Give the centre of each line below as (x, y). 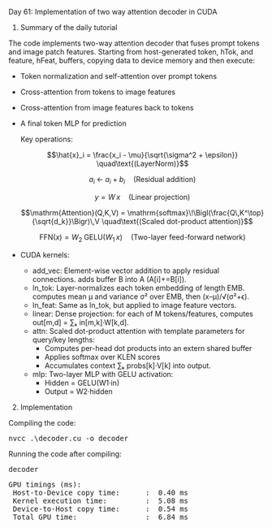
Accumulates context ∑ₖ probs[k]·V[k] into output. (127, 366)
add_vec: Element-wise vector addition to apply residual (126, 270)
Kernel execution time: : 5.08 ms (101, 500)
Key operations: (46, 139)
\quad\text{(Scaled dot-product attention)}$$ (177, 221)
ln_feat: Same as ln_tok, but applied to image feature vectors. (134, 305)
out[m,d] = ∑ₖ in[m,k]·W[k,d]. (80, 322)
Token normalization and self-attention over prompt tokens (119, 76)
